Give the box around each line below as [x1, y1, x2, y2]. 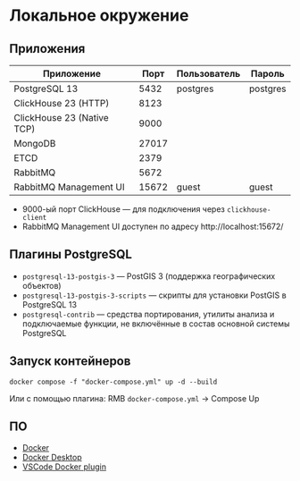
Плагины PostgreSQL [9, 247, 132, 262]
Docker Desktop [21, 452, 82, 463]
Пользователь [176, 68, 241, 80]
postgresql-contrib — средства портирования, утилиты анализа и [21, 308, 275, 319]
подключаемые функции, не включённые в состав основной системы [21, 318, 290, 329]
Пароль [250, 68, 285, 80]
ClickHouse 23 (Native [13, 112, 109, 123]
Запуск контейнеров [9, 354, 131, 369]
